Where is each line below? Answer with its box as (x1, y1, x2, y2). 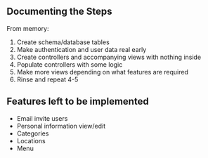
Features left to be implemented (6, 96, 149, 107)
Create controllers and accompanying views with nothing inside (16, 53, 202, 61)
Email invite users (16, 114, 68, 122)
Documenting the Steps (6, 6, 112, 18)
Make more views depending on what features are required (16, 67, 189, 76)
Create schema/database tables (16, 38, 110, 46)
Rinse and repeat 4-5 (16, 75, 79, 84)
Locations (16, 136, 46, 145)
